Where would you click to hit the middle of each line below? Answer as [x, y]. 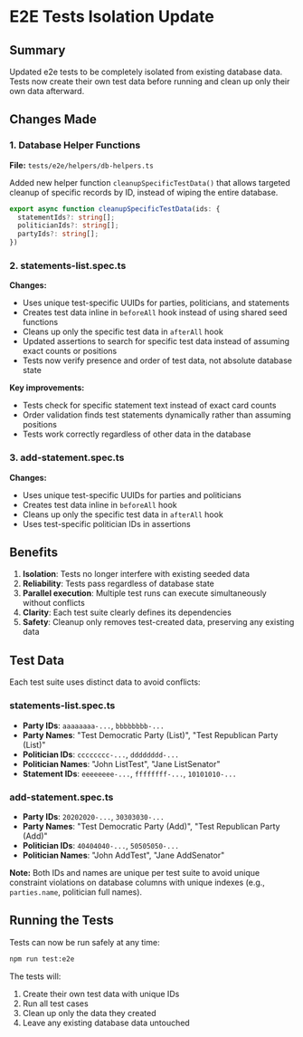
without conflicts [54, 603]
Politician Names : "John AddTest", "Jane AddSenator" [123, 855]
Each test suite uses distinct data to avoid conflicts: [105, 682]
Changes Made [53, 120]
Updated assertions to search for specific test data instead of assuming [156, 341]
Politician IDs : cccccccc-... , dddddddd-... [100, 754]
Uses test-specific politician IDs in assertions [107, 523]
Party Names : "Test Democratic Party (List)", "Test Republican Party [150, 735]
